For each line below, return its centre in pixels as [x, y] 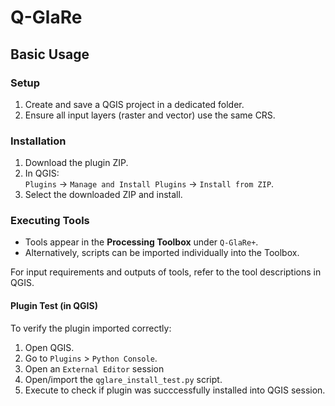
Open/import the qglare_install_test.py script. [123, 379]
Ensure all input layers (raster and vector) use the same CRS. [150, 115]
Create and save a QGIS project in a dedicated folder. [134, 104]
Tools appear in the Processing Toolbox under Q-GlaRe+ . [141, 242]
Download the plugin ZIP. [76, 163]
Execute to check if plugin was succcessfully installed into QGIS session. [175, 390]
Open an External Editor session [94, 368]
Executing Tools [50, 221]
